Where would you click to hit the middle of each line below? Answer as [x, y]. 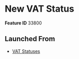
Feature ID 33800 [23, 23]
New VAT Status [39, 9]
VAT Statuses [26, 51]
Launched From [30, 39]
